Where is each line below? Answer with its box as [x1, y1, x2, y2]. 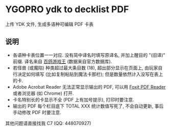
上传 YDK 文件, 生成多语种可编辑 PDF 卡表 [5, 21, 94, 27]
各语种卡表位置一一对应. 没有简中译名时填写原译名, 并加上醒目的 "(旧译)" [12, 52, 165, 58]
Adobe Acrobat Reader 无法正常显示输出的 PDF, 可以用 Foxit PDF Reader [12, 84, 166, 90]
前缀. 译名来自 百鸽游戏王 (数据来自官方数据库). [12, 58, 112, 64]
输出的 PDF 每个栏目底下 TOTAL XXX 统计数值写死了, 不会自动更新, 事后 [12, 103, 164, 109]
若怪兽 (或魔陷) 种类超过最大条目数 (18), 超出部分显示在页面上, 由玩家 [12, 65, 158, 71]
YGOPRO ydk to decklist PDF [5, 4, 129, 15]
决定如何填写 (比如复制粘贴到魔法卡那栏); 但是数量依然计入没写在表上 [17, 71, 163, 77]
